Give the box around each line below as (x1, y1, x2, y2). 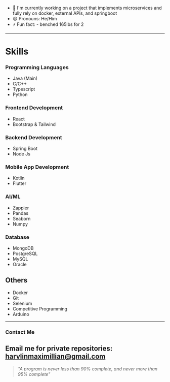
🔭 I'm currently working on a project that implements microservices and (12, 5, 162, 11)
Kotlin (12, 175, 25, 181)
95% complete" (17, 371, 51, 377)
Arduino (12, 311, 29, 317)
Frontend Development (5, 104, 63, 111)
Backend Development (5, 134, 62, 141)
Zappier (12, 205, 29, 211)
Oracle (12, 261, 27, 267)
